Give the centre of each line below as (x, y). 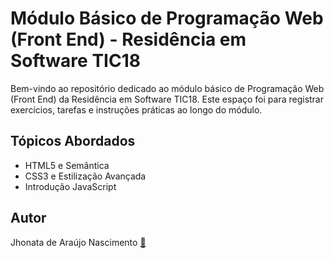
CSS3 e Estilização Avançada (85, 176)
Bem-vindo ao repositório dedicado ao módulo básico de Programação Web (167, 88)
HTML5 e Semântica (67, 165)
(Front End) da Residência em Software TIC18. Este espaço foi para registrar (167, 99)
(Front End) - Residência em (128, 39)
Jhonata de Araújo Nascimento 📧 (78, 242)
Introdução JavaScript (70, 186)
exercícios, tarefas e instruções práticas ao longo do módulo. (136, 109)
